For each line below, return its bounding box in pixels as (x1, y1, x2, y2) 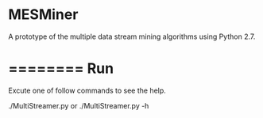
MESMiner (8, 6, 79, 24)
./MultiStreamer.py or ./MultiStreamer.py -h (8, 101, 149, 110)
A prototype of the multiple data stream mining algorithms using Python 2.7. (8, 32, 256, 41)
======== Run (8, 59, 114, 78)
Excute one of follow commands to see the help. (8, 86, 167, 95)
